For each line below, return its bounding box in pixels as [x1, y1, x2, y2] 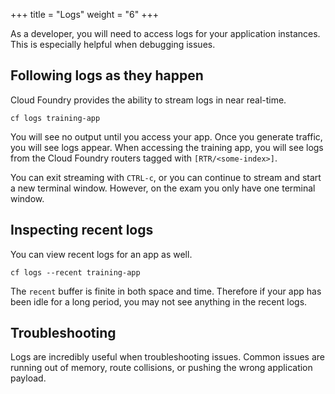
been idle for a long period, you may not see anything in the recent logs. [10, 295, 308, 308]
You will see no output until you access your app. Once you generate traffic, [10, 130, 323, 143]
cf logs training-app [10, 113, 101, 123]
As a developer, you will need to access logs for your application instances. [10, 28, 321, 39]
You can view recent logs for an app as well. [10, 248, 193, 260]
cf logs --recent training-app [10, 267, 141, 278]
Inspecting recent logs [10, 222, 154, 239]
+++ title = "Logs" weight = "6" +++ [10, 9, 160, 20]
